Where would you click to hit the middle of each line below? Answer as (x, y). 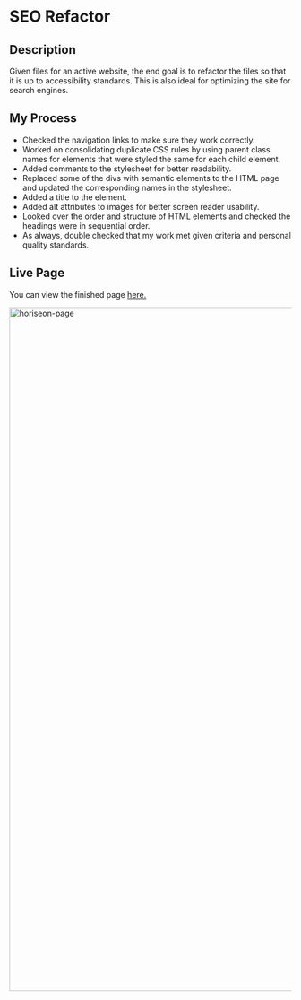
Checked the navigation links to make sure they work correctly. (138, 140)
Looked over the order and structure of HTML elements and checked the (156, 216)
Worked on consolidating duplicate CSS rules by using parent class (146, 149)
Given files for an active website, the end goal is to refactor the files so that (148, 71)
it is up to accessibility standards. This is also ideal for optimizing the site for (150, 81)
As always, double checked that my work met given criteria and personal (156, 235)
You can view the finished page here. (78, 294)
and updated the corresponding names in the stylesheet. (127, 187)
